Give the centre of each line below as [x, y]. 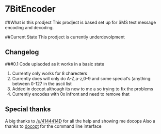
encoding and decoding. [30, 27]
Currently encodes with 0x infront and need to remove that [71, 94]
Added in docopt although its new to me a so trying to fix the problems [83, 89]
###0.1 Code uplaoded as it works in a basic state [55, 64]
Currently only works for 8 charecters [49, 73]
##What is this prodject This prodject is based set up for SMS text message [80, 22]
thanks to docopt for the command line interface [53, 126]
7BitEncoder [30, 9]
